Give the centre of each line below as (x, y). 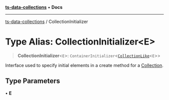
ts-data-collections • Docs (34, 7)
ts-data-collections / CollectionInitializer (47, 21)
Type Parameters (33, 81)
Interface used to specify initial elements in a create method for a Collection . (84, 65)
